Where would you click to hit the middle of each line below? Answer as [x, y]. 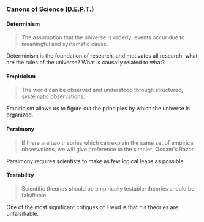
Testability [20, 175]
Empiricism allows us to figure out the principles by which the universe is [98, 109]
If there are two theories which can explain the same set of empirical [108, 142]
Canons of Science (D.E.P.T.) [50, 9]
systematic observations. [53, 96]
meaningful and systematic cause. [65, 44]
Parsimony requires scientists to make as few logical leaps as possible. [96, 161]
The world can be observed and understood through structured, [102, 90]
